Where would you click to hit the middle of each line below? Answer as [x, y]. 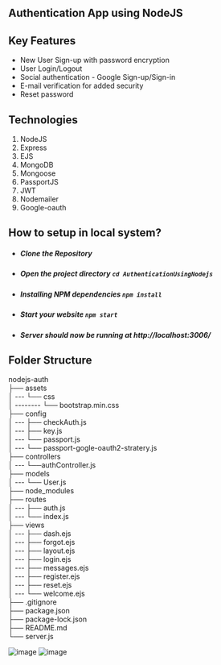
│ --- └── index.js [39, 517]
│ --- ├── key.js [35, 431]
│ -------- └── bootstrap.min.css [64, 405]
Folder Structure [50, 360]
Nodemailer [39, 199]
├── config [27, 414]
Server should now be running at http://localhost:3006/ [115, 335]
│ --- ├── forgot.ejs [42, 542]
